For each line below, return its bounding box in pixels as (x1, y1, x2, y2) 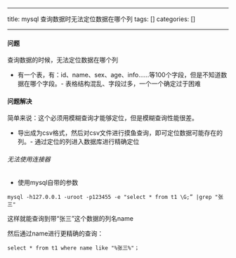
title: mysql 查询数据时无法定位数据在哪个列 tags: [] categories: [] (7, 15, 195, 23)
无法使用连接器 (7, 155, 51, 163)
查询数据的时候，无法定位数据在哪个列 (7, 56, 118, 64)
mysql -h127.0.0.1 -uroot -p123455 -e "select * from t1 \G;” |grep (7, 193, 212, 200)
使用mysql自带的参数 (17, 178, 79, 186)
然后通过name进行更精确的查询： (7, 229, 104, 238)
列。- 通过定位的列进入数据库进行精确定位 (17, 138, 140, 146)
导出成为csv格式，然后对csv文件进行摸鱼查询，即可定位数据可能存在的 (17, 129, 223, 137)
